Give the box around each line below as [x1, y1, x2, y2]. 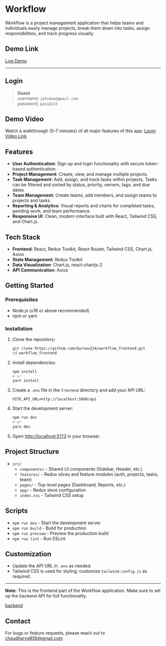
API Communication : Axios [12, 267, 68, 273]
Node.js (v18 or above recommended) [12, 307, 90, 313]
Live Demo [5, 58, 27, 64]
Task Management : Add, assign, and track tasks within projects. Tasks [12, 177, 157, 183]
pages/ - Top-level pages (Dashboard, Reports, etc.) [19, 482, 126, 488]
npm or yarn [12, 313, 38, 319]
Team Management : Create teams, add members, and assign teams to [12, 192, 157, 199]
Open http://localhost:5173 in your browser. [12, 433, 100, 439]
